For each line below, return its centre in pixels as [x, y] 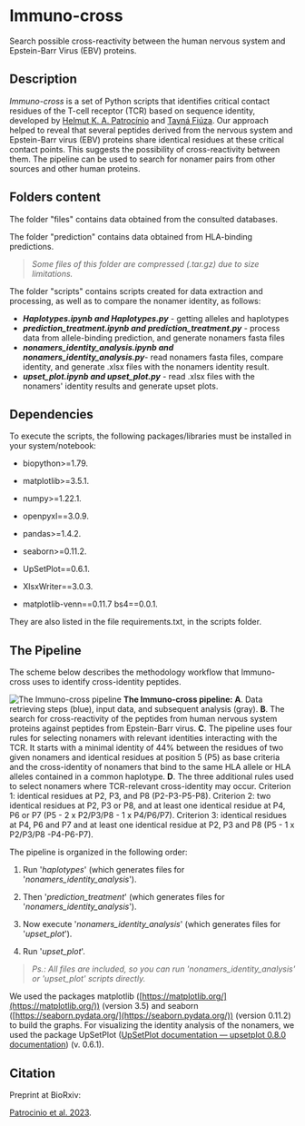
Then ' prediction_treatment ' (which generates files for [123, 897]
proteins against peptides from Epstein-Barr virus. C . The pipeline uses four [151, 728]
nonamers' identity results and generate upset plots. [120, 386]
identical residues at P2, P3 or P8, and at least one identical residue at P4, [148, 805]
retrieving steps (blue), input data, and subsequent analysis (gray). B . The [147, 709]
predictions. [32, 246]
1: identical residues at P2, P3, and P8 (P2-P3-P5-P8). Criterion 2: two [140, 796]
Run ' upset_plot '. [54, 952]
